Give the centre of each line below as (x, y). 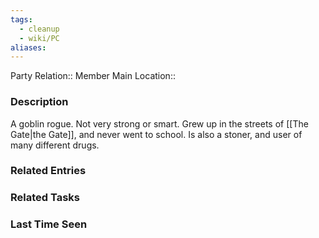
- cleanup (39, 29)
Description (39, 102)
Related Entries (48, 171)
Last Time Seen (49, 224)
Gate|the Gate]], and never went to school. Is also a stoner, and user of (156, 134)
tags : (21, 19)
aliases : (28, 47)
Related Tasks (45, 198)
